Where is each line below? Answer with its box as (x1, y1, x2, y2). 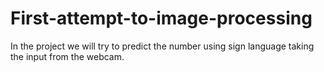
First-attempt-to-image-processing (10, 7, 313, 30)
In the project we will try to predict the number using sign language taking (10, 40, 315, 52)
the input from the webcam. (10, 50, 125, 62)
